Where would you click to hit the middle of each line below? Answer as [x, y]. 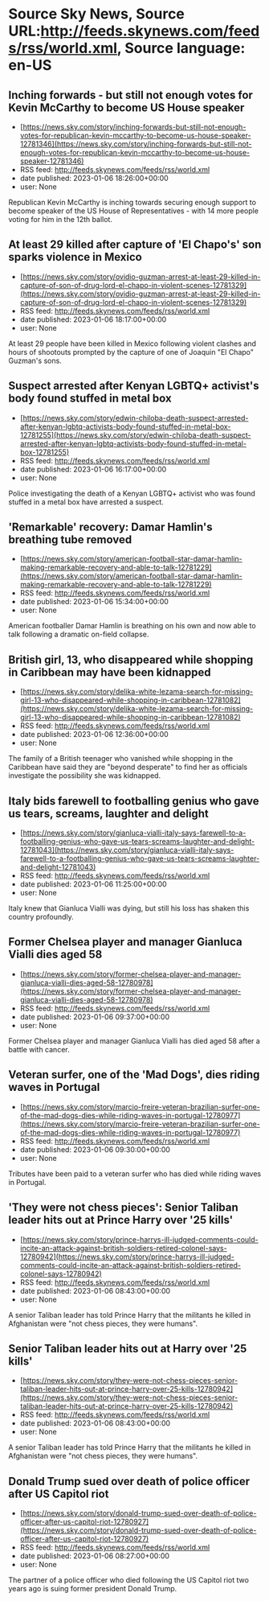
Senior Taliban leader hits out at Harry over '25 [128, 1348]
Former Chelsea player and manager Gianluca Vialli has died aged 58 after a [134, 1041]
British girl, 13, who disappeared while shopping [131, 659]
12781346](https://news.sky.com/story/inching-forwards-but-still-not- [136, 144]
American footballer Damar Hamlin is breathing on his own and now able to [132, 626]
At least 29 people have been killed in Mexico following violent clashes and [132, 344]
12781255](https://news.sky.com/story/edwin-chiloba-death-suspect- [135, 434]
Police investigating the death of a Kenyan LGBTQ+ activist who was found [132, 493]
